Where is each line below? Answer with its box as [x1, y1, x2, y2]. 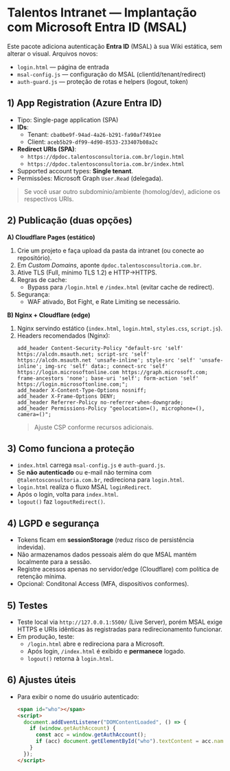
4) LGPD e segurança [7, 517, 100, 529]
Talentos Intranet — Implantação [7, 5, 197, 21]
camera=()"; [16, 411, 51, 417]
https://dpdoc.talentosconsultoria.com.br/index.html [27, 160, 185, 168]
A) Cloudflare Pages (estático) [7, 232, 95, 241]
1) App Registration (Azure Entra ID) [7, 98, 163, 109]
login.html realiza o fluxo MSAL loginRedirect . [16, 483, 152, 491]
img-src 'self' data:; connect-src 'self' [45, 362, 168, 369]
